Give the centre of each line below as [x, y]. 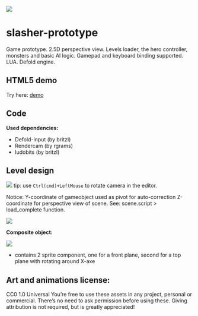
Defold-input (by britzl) [43, 139]
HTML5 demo [32, 80]
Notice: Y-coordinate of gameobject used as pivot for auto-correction [91, 197]
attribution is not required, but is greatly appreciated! [71, 307]
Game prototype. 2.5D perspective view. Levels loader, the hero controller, [97, 49]
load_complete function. [36, 210]
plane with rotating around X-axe [55, 261]
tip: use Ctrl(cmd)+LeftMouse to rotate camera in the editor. [85, 186]
